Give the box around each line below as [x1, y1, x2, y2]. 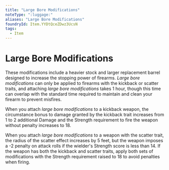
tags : [5, 26, 17, 31]
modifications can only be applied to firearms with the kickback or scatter [5, 80, 159, 86]
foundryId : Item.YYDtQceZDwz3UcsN [5, 21, 78, 27]
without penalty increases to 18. [5, 122, 72, 128]
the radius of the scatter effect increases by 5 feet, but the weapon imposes [5, 137, 163, 143]
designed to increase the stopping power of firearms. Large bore [5, 74, 140, 81]
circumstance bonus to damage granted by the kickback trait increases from [5, 111, 164, 117]
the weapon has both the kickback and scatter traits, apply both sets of [5, 148, 153, 154]
